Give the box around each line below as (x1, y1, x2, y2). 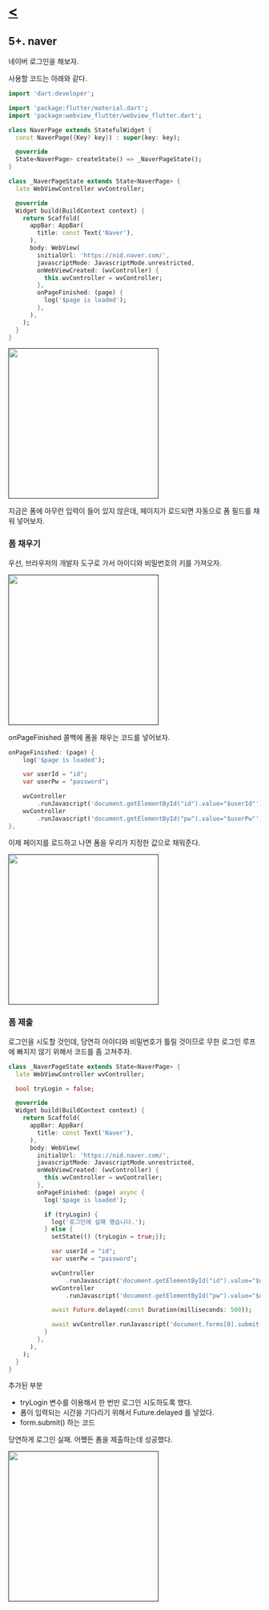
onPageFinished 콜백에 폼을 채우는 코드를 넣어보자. (8, 732, 171, 742)
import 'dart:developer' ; (8, 90, 94, 98)
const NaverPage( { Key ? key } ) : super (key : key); (15, 133, 181, 142)
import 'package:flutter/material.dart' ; (8, 103, 149, 112)
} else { (43, 1225, 74, 1233)
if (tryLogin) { (43, 1210, 98, 1219)
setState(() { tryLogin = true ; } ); (50, 1233, 167, 1241)
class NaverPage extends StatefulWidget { (8, 126, 152, 134)
